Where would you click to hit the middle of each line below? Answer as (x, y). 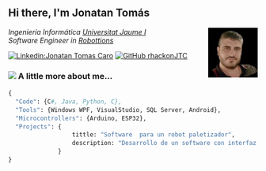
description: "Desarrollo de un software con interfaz (164, 143)
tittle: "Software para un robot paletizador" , (154, 135)
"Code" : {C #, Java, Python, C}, (69, 102)
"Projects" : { (38, 126)
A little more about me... (65, 76)
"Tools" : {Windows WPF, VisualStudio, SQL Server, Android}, (118, 110)
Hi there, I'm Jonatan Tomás (79, 13)
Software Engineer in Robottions (61, 40)
